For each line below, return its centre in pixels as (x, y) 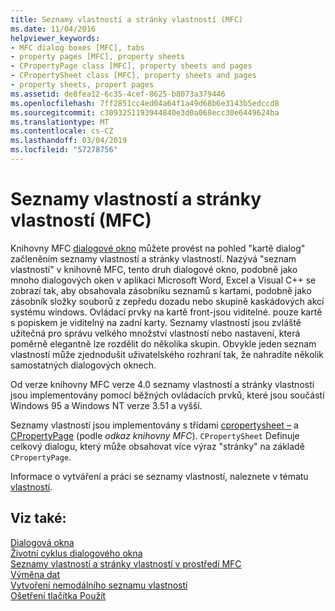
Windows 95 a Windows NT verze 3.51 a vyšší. (106, 405)
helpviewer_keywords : (55, 38)
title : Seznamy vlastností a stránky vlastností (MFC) (127, 19)
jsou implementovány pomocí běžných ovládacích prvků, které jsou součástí (167, 395)
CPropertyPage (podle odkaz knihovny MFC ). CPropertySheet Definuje (155, 435)
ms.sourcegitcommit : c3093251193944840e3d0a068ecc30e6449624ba (145, 112)
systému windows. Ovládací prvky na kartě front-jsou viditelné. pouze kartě (166, 312)
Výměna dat (35, 574)
